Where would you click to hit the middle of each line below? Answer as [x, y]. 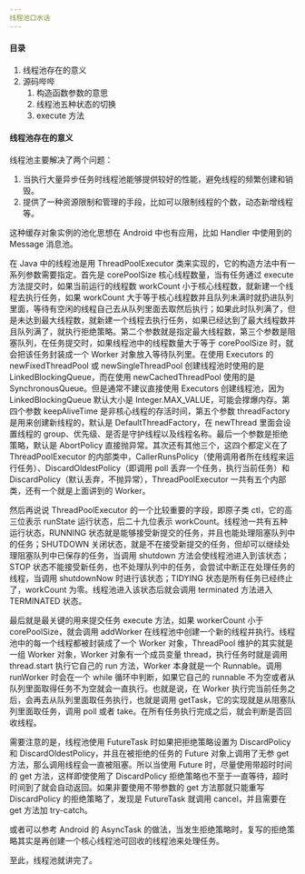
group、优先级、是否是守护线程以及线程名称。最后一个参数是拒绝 [166, 434]
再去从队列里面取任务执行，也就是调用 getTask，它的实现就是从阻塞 [160, 700]
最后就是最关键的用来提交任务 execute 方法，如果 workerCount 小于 [137, 620]
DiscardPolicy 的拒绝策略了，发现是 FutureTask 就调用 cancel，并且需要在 [148, 799]
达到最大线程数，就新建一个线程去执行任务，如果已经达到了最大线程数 [156, 320]
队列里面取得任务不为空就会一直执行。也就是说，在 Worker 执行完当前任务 [148, 688]
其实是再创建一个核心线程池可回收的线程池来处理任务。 [120, 841]
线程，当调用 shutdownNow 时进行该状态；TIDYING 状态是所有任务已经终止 [151, 578]
